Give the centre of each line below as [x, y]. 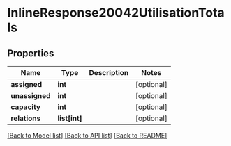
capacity [25, 107]
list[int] [70, 118]
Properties [31, 53]
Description [109, 73]
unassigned [31, 96]
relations [26, 118]
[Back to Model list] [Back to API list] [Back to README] [87, 136]
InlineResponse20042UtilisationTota [116, 13]
